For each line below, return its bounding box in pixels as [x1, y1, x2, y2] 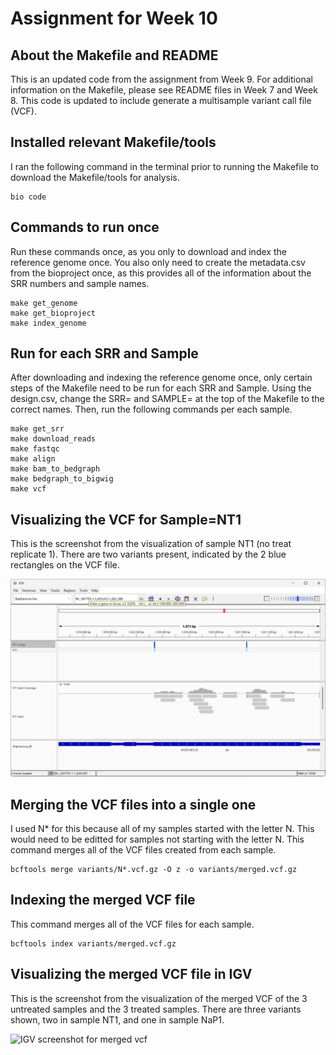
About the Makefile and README [10, 47, 219, 64]
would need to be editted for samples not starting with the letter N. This [10, 833, 305, 846]
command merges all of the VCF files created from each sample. [10, 844, 277, 856]
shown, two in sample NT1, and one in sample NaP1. [10, 1013, 225, 1026]
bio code [10, 192, 47, 202]
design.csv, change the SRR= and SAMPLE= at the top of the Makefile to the [10, 393, 325, 405]
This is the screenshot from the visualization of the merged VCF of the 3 [10, 992, 308, 1004]
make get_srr [10, 424, 65, 434]
